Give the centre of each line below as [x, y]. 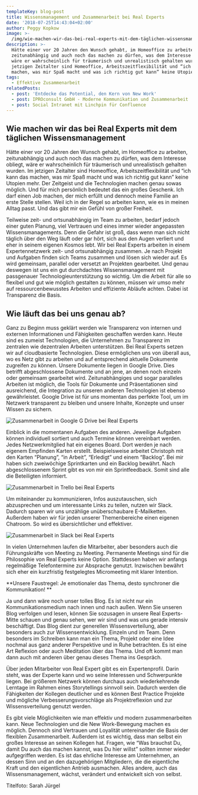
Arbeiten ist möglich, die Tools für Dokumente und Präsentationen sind [92, 385]
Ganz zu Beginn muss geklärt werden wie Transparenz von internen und [94, 328]
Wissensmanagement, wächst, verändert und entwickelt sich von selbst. [94, 774]
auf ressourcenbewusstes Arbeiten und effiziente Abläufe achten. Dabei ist [97, 289]
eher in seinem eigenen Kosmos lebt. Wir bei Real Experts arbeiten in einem [98, 245]
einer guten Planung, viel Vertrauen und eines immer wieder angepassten [95, 226]
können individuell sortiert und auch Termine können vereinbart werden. [94, 438]
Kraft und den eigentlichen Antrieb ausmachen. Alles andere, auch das [92, 768]
